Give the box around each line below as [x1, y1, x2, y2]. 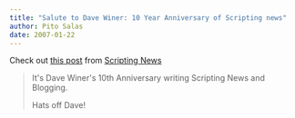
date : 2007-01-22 [9, 30, 76, 39]
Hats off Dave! [31, 100, 86, 111]
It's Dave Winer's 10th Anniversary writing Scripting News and [31, 73, 266, 84]
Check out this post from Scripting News [9, 55, 162, 66]
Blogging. [31, 83, 68, 93]
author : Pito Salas [9, 22, 84, 31]
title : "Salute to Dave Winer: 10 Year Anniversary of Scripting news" [9, 13, 287, 23]
